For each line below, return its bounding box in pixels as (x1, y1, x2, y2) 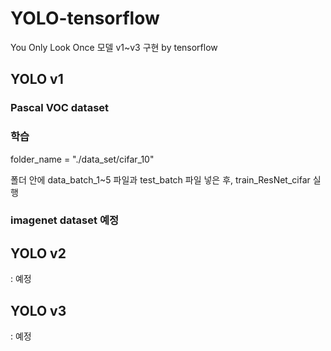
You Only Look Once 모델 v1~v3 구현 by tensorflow (10, 41, 218, 53)
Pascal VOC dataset (10, 101, 110, 115)
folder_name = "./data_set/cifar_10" (10, 153, 155, 165)
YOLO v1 (10, 71, 64, 88)
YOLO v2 (10, 245, 67, 262)
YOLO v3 (10, 302, 67, 319)
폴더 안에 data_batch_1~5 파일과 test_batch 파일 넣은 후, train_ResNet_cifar (10, 173, 311, 186)
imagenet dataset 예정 (10, 213, 119, 227)
